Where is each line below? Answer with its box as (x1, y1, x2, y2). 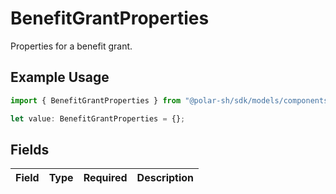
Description (136, 171, 195, 185)
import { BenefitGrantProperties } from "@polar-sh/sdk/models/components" (10, 95, 333, 106)
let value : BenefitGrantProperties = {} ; (10, 113, 186, 124)
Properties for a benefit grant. (10, 40, 133, 52)
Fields (10, 141, 50, 158)
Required (83, 171, 128, 185)
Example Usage (10, 69, 110, 86)
